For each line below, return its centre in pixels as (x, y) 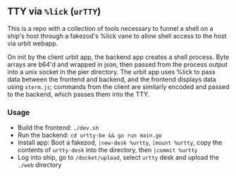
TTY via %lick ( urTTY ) (54, 12)
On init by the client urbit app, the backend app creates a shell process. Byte (118, 57)
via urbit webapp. (33, 43)
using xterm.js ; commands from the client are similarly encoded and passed (118, 86)
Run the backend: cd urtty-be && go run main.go (89, 135)
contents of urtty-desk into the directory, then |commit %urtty (107, 150)
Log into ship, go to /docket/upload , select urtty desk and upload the (118, 158)
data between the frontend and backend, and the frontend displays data (112, 79)
